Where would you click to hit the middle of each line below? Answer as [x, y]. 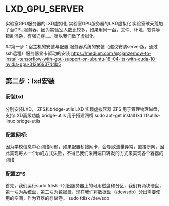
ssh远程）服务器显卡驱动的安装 [38, 53]
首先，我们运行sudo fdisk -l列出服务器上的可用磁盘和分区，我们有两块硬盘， [84, 186]
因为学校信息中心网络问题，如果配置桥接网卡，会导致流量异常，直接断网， [82, 146]
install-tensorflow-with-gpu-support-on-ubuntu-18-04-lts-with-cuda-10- [81, 59]
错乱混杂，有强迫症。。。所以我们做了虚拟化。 [52, 36]
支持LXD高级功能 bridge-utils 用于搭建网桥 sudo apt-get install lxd [74, 115]
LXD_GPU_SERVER [45, 9]
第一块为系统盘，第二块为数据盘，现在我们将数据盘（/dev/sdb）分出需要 [81, 192]
